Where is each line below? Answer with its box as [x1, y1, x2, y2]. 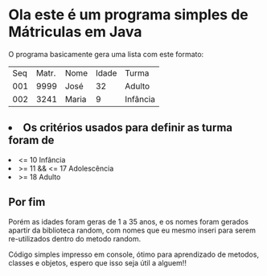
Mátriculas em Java [8, 23, 142, 41]
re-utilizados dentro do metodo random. [8, 233, 142, 243]
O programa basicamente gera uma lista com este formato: [8, 49, 204, 59]
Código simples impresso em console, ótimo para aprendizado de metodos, [8, 249, 260, 259]
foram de [8, 134, 55, 147]
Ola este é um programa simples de [8, 6, 249, 24]
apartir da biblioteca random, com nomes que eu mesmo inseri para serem [8, 225, 256, 235]
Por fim [8, 196, 46, 209]
